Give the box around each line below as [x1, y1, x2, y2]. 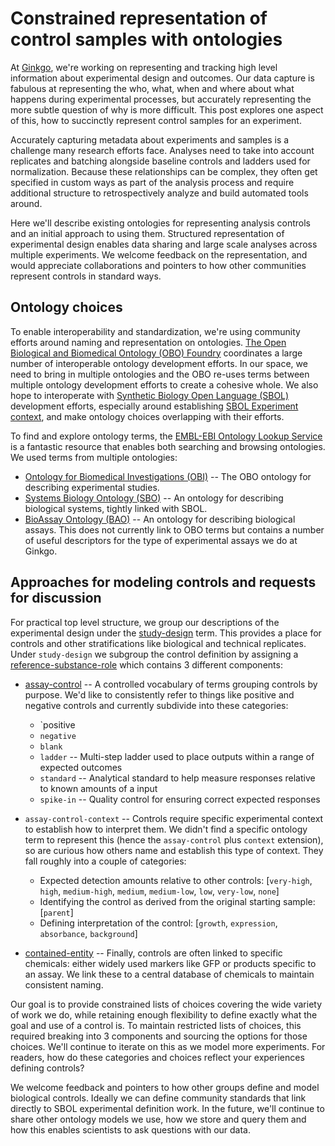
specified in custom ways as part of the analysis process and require [10, 176, 295, 188]
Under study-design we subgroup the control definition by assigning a [10, 648, 299, 660]
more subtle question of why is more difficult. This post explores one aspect [10, 103, 324, 116]
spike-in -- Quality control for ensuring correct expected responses [39, 793, 321, 805]
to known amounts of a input [39, 782, 158, 794]
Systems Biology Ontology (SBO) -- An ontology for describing [24, 492, 284, 504]
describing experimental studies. [24, 481, 160, 493]
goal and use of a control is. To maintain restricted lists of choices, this [10, 1019, 302, 1031]
